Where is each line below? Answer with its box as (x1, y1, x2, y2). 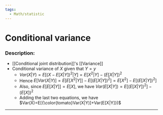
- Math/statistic (9, 12, 45, 16)
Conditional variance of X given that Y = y (12, 66, 96, 72)
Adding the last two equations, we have (19, 95, 98, 101)
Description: (5, 49, 35, 56)
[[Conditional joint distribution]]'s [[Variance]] (12, 60, 103, 66)
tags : (5, 7, 16, 12)
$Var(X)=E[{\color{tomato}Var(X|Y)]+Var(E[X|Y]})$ (19, 100, 121, 105)
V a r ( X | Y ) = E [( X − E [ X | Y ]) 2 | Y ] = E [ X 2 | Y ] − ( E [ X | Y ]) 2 (19, 71, 122, 77)
